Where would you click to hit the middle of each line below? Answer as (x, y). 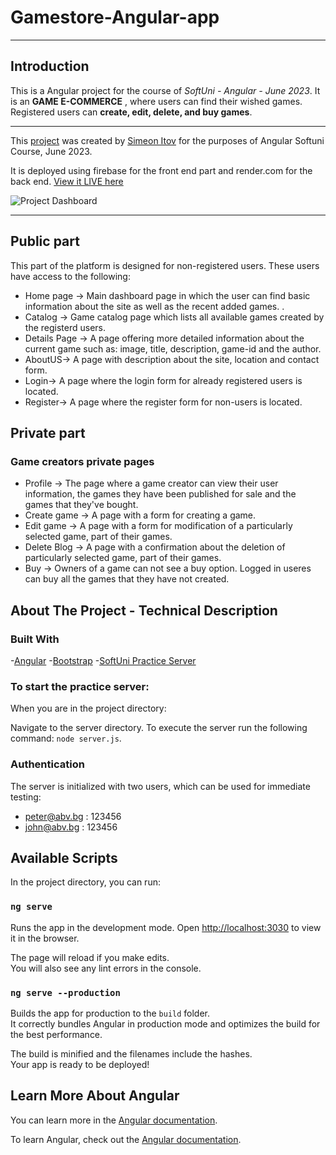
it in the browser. (45, 938)
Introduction (50, 66)
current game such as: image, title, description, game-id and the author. (173, 348)
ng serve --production (65, 992)
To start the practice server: (80, 686)
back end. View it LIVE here (67, 181)
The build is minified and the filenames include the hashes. (131, 1053)
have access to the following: (70, 276)
